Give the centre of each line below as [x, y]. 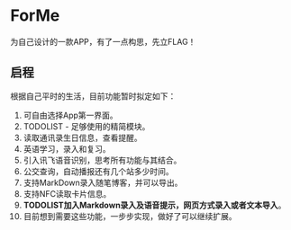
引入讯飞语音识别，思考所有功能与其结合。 [102, 160]
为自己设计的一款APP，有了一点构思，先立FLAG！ [103, 41]
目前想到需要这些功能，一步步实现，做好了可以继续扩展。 [130, 216]
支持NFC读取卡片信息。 [67, 193]
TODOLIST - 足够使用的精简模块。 [86, 126]
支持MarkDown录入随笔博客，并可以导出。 [103, 182]
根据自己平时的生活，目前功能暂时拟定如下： [93, 96]
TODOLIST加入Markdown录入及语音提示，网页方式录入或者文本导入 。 [155, 205]
